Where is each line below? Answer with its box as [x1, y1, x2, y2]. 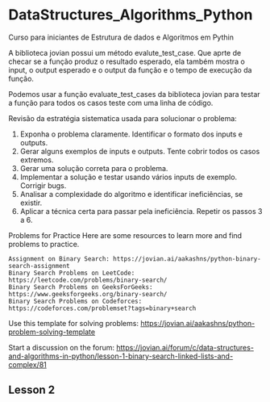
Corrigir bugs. [19, 180, 67, 191]
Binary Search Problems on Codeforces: [8, 297, 143, 305]
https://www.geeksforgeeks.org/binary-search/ [8, 290, 168, 298]
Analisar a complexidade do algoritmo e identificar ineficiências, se [19, 189, 243, 199]
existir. [19, 198, 43, 207]
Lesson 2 [8, 383, 56, 397]
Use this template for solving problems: [8, 318, 139, 328]
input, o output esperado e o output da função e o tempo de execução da [8, 65, 252, 74]
